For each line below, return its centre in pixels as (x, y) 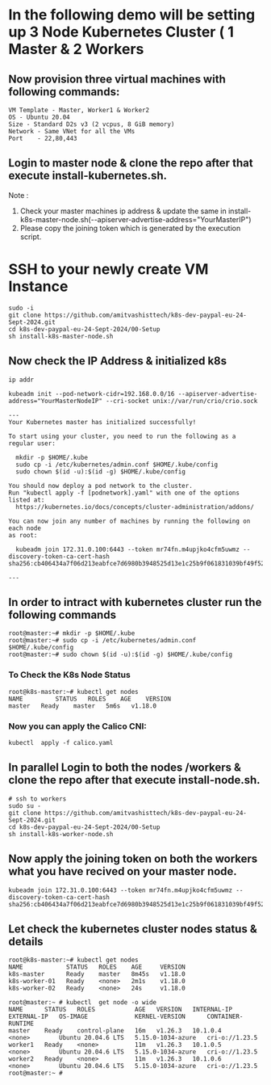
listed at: (27, 500)
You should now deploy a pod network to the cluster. (101, 486)
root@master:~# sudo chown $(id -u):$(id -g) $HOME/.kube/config (120, 655)
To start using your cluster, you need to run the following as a (122, 436)
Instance (38, 286)
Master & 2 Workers (76, 49)
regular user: (32, 443)
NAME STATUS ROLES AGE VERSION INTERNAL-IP (120, 1010)
